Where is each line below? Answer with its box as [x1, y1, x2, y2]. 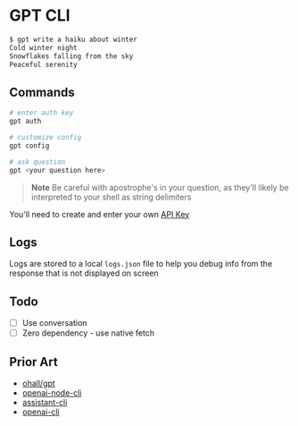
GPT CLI [9, 5, 70, 26]
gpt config [9, 141, 50, 150]
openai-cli [21, 406, 60, 417]
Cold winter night [9, 43, 78, 52]
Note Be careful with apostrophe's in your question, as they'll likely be [30, 182, 289, 192]
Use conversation [21, 318, 87, 328]
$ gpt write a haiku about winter [9, 35, 138, 44]
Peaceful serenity [9, 60, 78, 69]
